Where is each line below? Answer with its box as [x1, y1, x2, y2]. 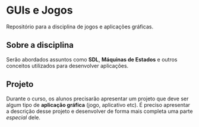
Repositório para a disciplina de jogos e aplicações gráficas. [6, 23, 153, 30]
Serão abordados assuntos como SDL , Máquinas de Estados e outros [6, 56, 178, 63]
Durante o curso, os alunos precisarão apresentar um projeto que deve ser [6, 95, 189, 102]
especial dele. [6, 113, 40, 121]
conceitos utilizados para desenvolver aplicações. [6, 62, 129, 69]
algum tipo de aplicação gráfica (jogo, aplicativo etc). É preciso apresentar [6, 101, 191, 108]
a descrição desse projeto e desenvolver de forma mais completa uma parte [6, 108, 193, 115]
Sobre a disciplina [6, 40, 74, 50]
